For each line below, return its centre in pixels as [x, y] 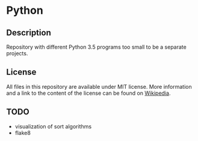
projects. [17, 53]
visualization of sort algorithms [53, 126]
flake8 [23, 133]
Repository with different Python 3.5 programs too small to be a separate [96, 47]
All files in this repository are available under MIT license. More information [99, 86]
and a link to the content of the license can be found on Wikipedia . [88, 93]
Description [29, 33]
